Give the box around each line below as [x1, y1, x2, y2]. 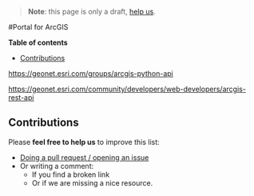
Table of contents [8, 38, 68, 47]
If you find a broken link [31, 170, 110, 179]
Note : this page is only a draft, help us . [27, 7, 156, 16]
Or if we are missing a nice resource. [31, 178, 153, 187]
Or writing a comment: [19, 161, 94, 170]
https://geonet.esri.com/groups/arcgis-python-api [8, 69, 173, 78]
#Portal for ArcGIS [8, 22, 69, 31]
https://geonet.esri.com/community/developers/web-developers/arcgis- [8, 84, 246, 94]
